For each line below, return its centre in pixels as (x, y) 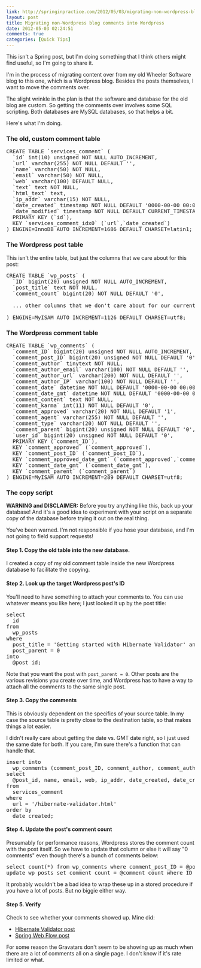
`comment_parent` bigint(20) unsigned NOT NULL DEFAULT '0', (104, 429)
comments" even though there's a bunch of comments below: (82, 855)
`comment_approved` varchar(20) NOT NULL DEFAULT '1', (95, 411)
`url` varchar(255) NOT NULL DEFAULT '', (74, 163)
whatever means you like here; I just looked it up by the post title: (86, 603)
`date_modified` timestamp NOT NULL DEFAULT (79, 211)
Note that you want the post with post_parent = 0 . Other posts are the (92, 673)
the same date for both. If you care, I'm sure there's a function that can (94, 744)
